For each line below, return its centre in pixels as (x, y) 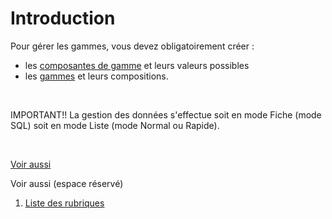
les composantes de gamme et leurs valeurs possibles (137, 65)
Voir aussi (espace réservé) (67, 183)
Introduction (63, 18)
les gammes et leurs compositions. (96, 76)
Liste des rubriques (64, 203)
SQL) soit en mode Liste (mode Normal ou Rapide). (115, 125)
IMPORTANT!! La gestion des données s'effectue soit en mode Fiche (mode (166, 114)
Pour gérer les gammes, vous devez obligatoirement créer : (132, 46)
